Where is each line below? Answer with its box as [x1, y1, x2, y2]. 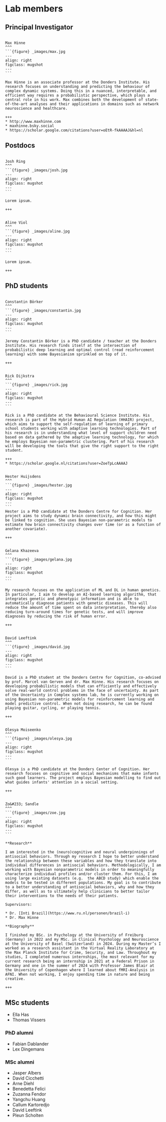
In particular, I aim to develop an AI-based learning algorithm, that [5, 592, 157, 597]
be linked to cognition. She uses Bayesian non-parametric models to [5, 518, 153, 523]
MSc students [5, 999, 50, 1007]
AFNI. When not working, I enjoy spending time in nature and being [5, 972, 150, 977]
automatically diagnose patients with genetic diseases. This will [5, 600, 148, 605]
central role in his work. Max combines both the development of [5, 97, 143, 102]
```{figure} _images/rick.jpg [5, 382, 68, 387]
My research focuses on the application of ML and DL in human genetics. [5, 587, 162, 592]
